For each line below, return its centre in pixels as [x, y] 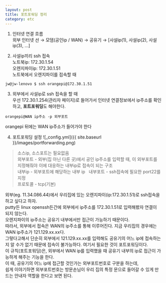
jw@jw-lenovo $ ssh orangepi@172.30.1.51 [49, 84]
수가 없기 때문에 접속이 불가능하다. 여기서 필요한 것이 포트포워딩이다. [82, 245]
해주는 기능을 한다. [36, 257]
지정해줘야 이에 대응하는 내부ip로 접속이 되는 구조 [65, 165]
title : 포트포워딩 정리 [26, 14]
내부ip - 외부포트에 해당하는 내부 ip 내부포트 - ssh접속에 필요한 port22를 [89, 172]
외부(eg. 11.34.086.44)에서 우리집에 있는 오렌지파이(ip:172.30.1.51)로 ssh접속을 [83, 195]
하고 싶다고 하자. [21, 201]
